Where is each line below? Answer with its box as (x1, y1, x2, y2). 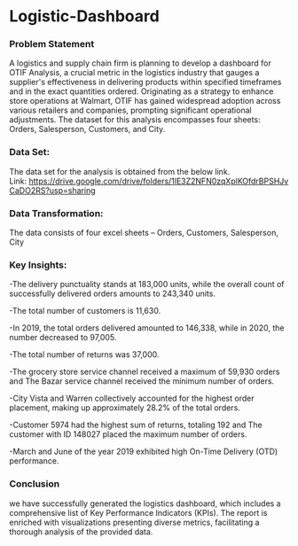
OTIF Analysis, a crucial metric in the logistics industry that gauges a (9, 67, 260, 78)
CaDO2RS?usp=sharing (9, 184, 96, 196)
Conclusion (9, 478, 60, 490)
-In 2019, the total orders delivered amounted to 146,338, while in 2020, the (9, 323, 285, 333)
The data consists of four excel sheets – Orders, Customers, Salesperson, (9, 228, 279, 238)
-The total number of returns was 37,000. (9, 349, 160, 360)
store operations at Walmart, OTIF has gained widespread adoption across (9, 96, 281, 106)
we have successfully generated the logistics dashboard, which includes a (9, 498, 281, 509)
